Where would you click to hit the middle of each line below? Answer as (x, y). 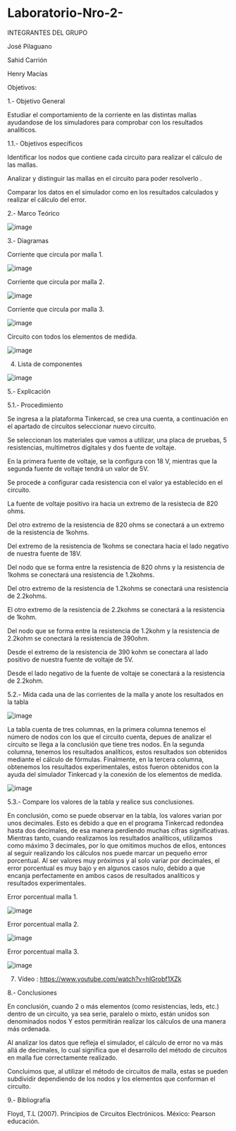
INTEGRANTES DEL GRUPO (48, 33)
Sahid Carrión (27, 60)
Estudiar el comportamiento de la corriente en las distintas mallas (102, 115)
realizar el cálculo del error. (47, 199)
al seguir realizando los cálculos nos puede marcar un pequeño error (107, 852)
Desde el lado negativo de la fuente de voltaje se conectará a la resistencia (116, 673)
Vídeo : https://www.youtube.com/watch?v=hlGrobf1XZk (99, 979)
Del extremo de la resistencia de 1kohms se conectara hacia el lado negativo (118, 546)
